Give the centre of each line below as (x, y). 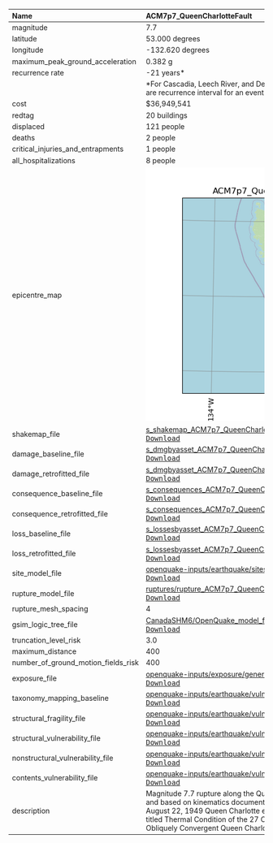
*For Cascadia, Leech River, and (200, 84)
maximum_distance (44, 651)
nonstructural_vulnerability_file (63, 758)
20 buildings (167, 115)
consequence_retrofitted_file (60, 513)
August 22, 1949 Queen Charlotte (203, 811)
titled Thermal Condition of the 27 (202, 819)
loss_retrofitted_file (44, 553)
